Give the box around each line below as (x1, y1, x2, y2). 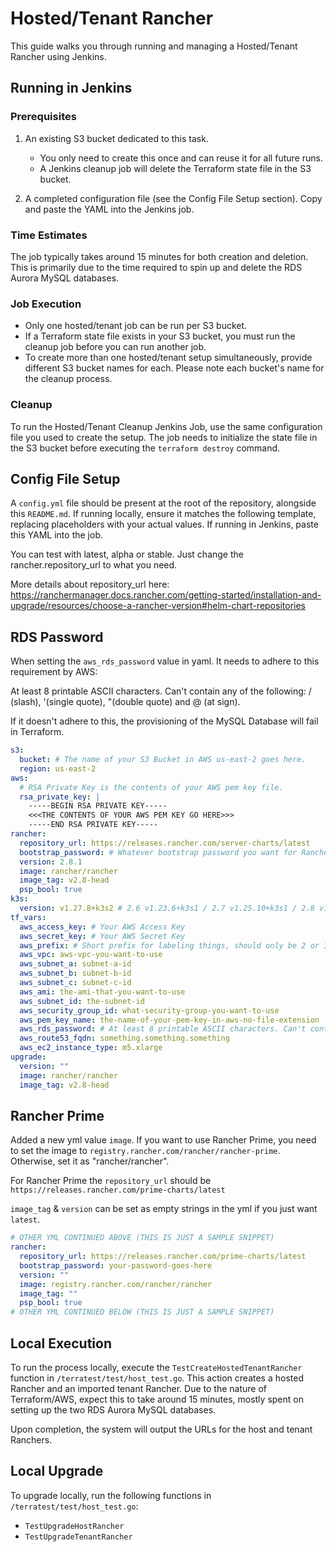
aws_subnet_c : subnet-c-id (19, 978, 132, 988)
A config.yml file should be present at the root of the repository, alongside (10, 497, 317, 509)
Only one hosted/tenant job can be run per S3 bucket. (24, 320, 248, 332)
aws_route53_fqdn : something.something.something (19, 1033, 230, 1044)
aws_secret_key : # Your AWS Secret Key (19, 931, 186, 941)
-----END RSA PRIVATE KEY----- (28, 820, 159, 830)
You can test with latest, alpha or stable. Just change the (10, 548, 244, 561)
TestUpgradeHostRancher (24, 1521, 125, 1531)
